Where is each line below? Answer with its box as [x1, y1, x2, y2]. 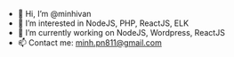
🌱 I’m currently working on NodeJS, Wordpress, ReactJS [17, 28, 225, 37]
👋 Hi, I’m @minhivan [17, 9, 92, 19]
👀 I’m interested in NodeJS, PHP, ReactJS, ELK [17, 18, 190, 28]
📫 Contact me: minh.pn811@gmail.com [17, 37, 162, 48]
